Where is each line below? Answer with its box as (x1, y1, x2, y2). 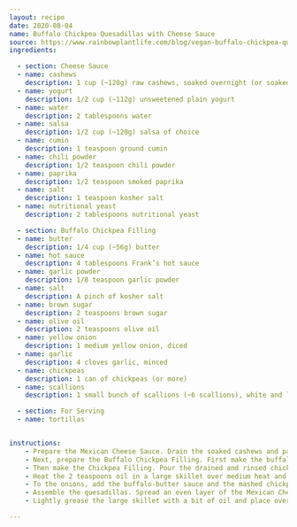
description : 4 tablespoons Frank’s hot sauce (25, 259, 200, 268)
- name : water (17, 103, 69, 112)
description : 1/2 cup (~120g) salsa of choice (25, 128, 200, 137)
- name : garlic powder (17, 267, 101, 276)
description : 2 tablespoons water (25, 112, 152, 120)
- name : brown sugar (17, 300, 93, 309)
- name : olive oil (17, 316, 86, 326)
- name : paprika (17, 169, 77, 178)
